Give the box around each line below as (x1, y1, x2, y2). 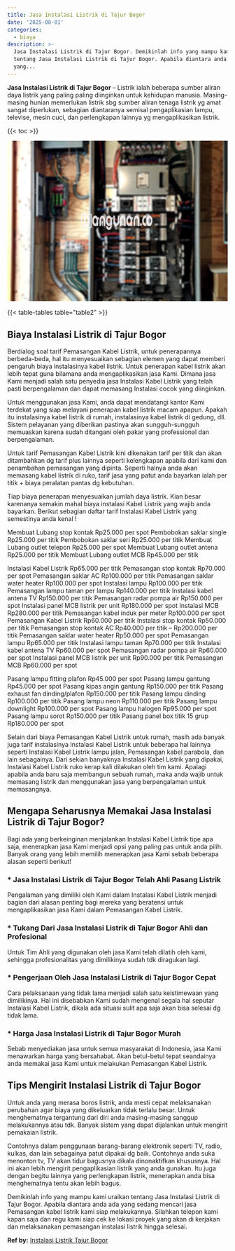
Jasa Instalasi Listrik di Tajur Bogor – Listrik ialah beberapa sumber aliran (7, 83, 221, 91)
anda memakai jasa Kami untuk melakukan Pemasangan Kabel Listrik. (7, 1060, 208, 1068)
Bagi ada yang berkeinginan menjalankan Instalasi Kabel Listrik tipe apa (7, 834, 213, 843)
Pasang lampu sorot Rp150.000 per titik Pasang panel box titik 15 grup (7, 712, 208, 720)
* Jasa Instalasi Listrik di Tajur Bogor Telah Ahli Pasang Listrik (7, 874, 222, 884)
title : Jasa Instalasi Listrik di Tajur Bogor (7, 11, 145, 18)
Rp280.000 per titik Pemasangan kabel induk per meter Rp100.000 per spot (7, 609, 225, 617)
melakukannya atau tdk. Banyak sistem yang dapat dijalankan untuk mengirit (7, 1121, 228, 1129)
